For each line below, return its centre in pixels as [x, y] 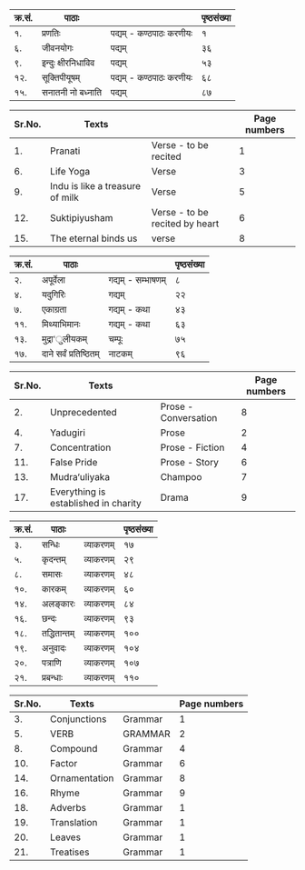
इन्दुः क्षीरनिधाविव [68, 63]
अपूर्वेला [54, 280]
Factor [64, 763]
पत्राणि [51, 663]
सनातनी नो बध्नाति [72, 92]
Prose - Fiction [192, 447]
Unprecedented [84, 412]
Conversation [189, 418]
